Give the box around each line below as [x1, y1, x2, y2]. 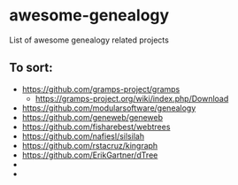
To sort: [9, 60, 53, 75]
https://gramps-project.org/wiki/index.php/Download [35, 93, 229, 104]
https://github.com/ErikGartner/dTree [21, 150, 158, 160]
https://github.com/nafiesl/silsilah [21, 130, 144, 142]
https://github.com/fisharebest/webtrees [21, 121, 171, 132]
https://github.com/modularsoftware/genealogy [21, 103, 196, 113]
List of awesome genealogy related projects [9, 35, 170, 45]
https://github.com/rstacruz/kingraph [21, 140, 158, 150]
